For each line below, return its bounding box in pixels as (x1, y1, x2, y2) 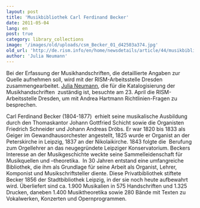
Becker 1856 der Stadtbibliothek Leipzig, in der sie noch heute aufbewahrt (6, 176, 189, 183)
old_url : (6, 48, 28, 54)
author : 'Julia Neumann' (6, 53, 68, 59)
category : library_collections (6, 36, 84, 42)
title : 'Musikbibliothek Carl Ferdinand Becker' (6, 14, 129, 20)
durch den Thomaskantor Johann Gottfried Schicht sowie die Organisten (6, 119, 185, 126)
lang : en (6, 25, 28, 32)
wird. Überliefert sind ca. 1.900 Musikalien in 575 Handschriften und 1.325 (6, 182, 187, 190)
